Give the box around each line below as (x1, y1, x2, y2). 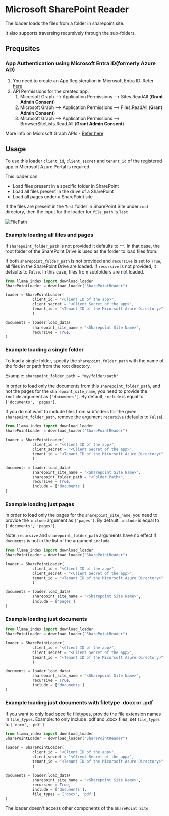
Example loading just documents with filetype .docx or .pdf (5, 699, 153, 706)
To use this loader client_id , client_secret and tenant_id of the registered (5, 158, 162, 165)
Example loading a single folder (5, 346, 84, 353)
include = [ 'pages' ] (32, 599, 76, 604)
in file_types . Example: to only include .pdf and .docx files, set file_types (5, 716, 160, 722)
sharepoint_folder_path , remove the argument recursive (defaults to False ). (5, 414, 164, 420)
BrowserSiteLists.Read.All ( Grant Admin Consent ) (20, 120, 125, 127)
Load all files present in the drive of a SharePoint (12, 188, 114, 195)
